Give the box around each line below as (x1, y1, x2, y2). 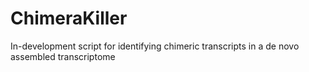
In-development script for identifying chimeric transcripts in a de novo (10, 40, 300, 52)
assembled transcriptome (10, 50, 116, 62)
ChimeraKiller (10, 7, 128, 30)
